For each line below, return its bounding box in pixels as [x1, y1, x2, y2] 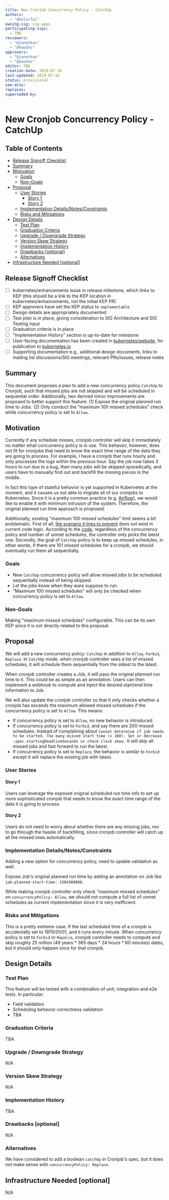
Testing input [12, 321, 40, 327]
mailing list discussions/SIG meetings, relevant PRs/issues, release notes [12, 354, 164, 361]
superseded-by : [5, 92, 37, 97]
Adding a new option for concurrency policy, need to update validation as [5, 858, 158, 865]
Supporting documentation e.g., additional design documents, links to [12, 348, 157, 354]
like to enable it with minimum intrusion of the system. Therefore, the [5, 500, 148, 507]
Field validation [12, 1001, 44, 1007]
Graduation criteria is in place [12, 326, 74, 332]
